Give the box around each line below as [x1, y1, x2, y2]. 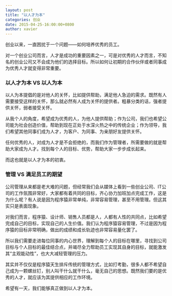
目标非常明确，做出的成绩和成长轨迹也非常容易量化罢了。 [18, 227, 140, 233]
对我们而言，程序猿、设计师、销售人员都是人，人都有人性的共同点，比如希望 [5, 214, 167, 220]
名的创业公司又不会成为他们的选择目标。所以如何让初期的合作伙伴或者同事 [5, 59, 162, 65]
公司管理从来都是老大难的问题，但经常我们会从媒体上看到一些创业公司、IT [5, 183, 162, 190]
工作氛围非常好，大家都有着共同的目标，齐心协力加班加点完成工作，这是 [14, 190, 167, 196]
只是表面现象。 [9, 202, 41, 209]
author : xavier [5, 27, 38, 32]
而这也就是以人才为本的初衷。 [5, 157, 68, 163]
